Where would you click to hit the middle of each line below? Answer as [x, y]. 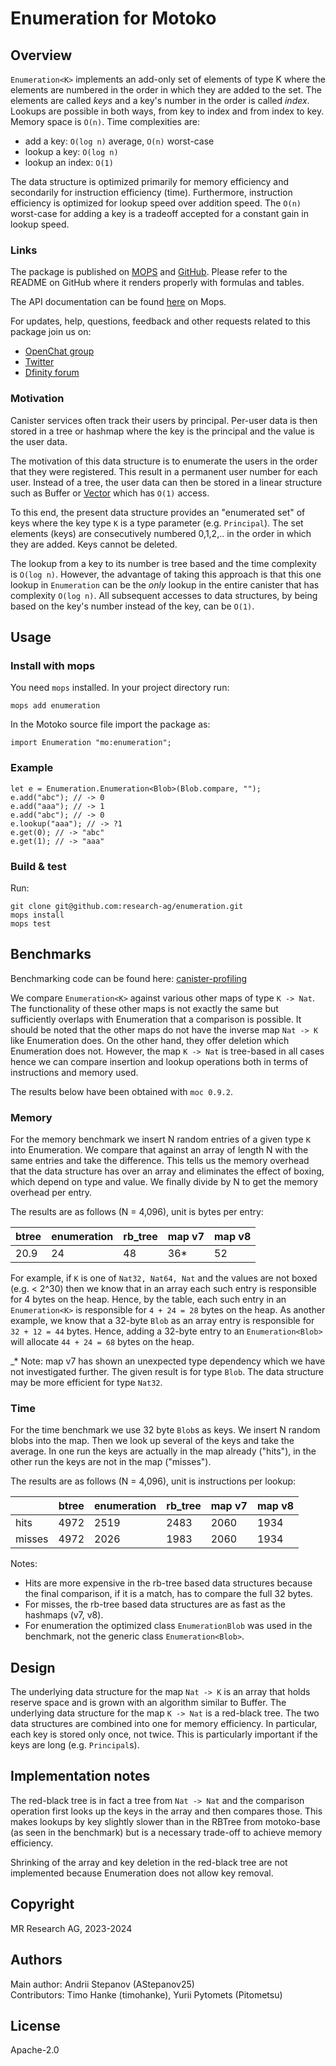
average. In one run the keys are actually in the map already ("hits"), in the [163, 1451]
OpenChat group [59, 351]
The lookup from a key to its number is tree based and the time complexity [163, 563]
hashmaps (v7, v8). [64, 1615]
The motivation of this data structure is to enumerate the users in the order [164, 461]
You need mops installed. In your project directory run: [120, 688]
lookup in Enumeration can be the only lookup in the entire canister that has [165, 584]
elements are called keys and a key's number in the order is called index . [160, 100]
